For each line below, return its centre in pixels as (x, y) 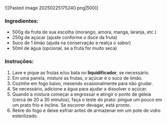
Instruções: (19, 61)
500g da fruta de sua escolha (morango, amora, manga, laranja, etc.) (84, 32)
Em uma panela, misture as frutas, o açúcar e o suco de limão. (77, 78)
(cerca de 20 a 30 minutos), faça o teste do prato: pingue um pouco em (87, 100)
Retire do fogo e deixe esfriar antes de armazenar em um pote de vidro (86, 110)
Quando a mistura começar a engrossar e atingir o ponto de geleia (81, 94)
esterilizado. (25, 116)
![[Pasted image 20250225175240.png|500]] (52, 8)
